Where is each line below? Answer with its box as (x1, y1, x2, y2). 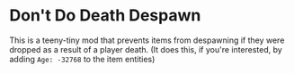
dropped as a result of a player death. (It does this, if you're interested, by (9, 44, 283, 54)
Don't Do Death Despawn (9, 5, 201, 26)
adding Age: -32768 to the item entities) (9, 53, 156, 64)
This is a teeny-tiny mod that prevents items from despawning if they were (9, 35, 285, 45)
